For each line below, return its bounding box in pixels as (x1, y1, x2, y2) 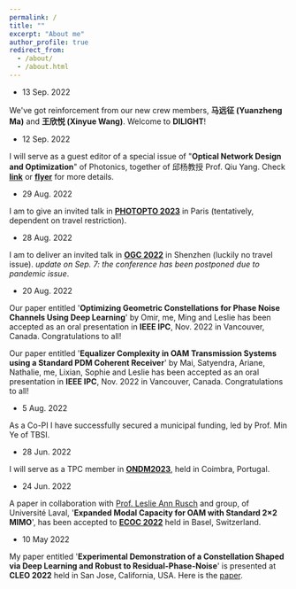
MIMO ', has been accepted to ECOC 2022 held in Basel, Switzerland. (9, 516, 262, 527)
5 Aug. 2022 (21, 402, 68, 413)
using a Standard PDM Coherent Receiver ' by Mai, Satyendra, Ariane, (9, 357, 265, 368)
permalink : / (9, 12, 57, 22)
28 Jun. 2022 (21, 446, 72, 457)
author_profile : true (9, 37, 89, 47)
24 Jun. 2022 (21, 480, 72, 492)
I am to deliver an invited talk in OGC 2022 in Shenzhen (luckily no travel (9, 249, 273, 260)
